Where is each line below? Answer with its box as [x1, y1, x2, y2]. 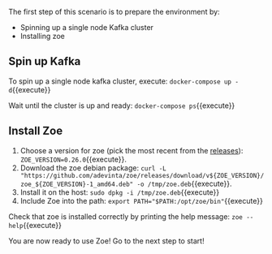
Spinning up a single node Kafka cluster [19, 23, 154, 32]
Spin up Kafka [8, 54, 81, 68]
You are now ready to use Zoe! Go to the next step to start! [8, 235, 205, 246]
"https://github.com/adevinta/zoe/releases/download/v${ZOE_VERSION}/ [19, 171, 265, 179]
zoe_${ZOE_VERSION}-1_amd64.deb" [19, 180, 134, 188]
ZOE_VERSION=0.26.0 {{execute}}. [19, 154, 127, 164]
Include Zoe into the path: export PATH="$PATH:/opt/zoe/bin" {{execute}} [19, 196, 264, 205]
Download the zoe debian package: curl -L [19, 162, 166, 173]
